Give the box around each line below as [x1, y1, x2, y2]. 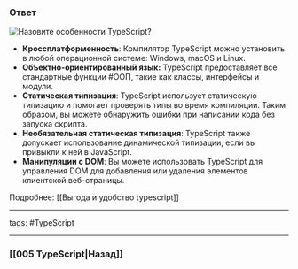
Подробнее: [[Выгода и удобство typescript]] [9, 192, 180, 203]
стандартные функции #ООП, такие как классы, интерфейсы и [21, 72, 260, 82]
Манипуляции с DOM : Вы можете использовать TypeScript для [21, 157, 263, 167]
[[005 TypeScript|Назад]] [9, 248, 124, 260]
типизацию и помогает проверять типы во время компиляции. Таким [21, 100, 286, 111]
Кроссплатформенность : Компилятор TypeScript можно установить [21, 43, 286, 54]
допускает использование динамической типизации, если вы [21, 137, 256, 148]
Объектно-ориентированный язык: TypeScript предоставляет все [21, 62, 278, 73]
